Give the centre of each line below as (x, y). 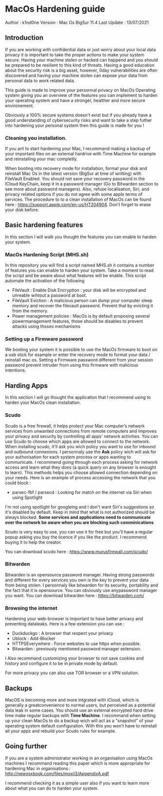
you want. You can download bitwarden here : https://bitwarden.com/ (75, 595)
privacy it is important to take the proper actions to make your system (75, 55)
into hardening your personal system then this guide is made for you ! (75, 125)
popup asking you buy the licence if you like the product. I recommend (76, 537)
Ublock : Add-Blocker (34, 639)
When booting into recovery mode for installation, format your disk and (76, 169)
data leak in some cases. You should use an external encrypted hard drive (79, 710)
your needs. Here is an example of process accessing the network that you (80, 477)
